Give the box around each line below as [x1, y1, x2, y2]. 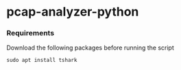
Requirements [6, 29, 55, 38]
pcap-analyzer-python [6, 4, 139, 20]
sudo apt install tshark [6, 57, 77, 64]
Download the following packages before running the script [6, 43, 174, 52]
